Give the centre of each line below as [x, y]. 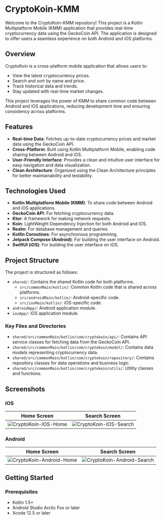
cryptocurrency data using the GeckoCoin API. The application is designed [81, 33]
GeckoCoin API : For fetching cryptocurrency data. [63, 213]
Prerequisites [21, 491]
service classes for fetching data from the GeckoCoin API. [71, 342]
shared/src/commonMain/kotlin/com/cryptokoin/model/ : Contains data [83, 347]
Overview [20, 54]
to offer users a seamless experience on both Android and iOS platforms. [79, 39]
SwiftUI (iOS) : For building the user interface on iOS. [66, 245]
